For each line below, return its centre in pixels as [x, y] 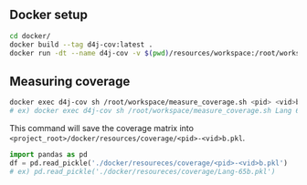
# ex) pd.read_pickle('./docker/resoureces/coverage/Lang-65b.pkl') [143, 171]
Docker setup [49, 15]
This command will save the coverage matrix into [102, 128]
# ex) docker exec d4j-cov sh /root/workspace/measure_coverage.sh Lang [151, 111]
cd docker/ [30, 36]
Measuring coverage [70, 81]
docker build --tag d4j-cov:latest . [81, 45]
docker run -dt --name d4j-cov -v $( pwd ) [90, 53]
